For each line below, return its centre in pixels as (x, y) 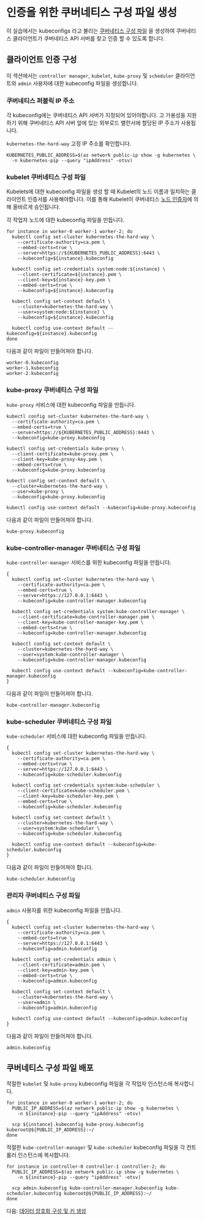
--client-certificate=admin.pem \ (61, 965)
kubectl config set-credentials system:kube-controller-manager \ (98, 611)
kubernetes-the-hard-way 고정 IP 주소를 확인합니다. (69, 144)
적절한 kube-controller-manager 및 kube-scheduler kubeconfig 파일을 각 (96, 1148)
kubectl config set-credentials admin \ (64, 959)
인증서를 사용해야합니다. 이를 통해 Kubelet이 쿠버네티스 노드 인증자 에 (110, 199)
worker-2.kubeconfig (33, 374)
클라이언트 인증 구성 (42, 60)
